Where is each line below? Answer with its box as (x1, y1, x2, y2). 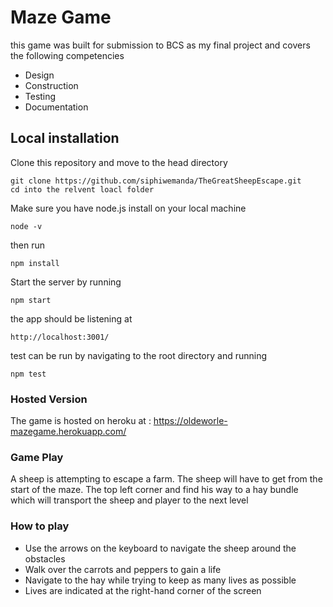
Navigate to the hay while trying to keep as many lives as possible (24, 574, 297, 586)
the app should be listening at (10, 312, 133, 325)
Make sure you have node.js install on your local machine (10, 202, 247, 214)
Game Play (10, 450, 64, 464)
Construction (24, 79, 79, 91)
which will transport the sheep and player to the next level (10, 494, 249, 506)
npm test (10, 369, 47, 379)
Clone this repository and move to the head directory (10, 156, 228, 168)
